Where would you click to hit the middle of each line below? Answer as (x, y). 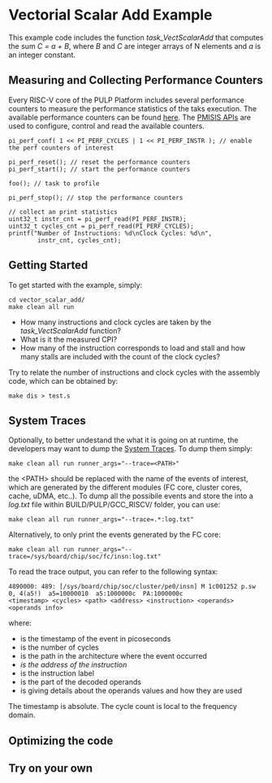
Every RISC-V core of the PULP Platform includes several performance (127, 100)
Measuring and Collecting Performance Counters (136, 80)
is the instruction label (57, 673)
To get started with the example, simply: (76, 285)
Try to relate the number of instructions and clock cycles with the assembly (134, 372)
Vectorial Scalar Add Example (110, 15)
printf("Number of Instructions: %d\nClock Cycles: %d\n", (110, 233)
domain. (22, 715)
